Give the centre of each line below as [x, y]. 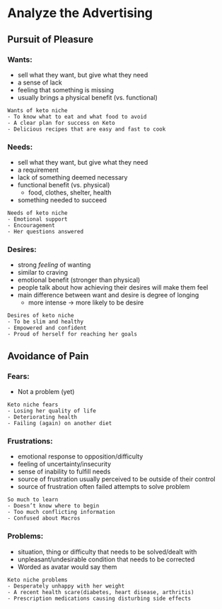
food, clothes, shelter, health [70, 192]
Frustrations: [30, 441]
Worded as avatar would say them [67, 566]
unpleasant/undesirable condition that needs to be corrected [106, 559]
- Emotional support [38, 219]
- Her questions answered [45, 232]
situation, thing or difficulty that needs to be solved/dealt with [107, 552]
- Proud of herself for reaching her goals [72, 334]
